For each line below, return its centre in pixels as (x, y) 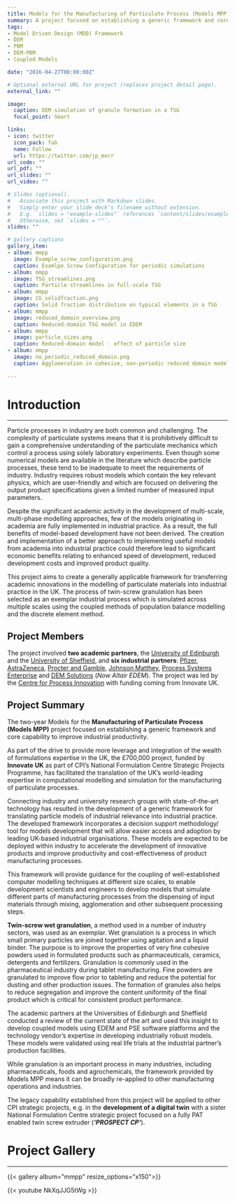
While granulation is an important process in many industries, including (109, 1064)
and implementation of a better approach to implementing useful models (112, 541)
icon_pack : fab (36, 142)
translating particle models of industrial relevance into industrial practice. (113, 816)
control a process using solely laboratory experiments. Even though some (114, 453)
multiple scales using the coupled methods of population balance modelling (116, 606)
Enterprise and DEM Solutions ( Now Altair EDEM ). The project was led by (113, 676)
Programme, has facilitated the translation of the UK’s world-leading (105, 773)
